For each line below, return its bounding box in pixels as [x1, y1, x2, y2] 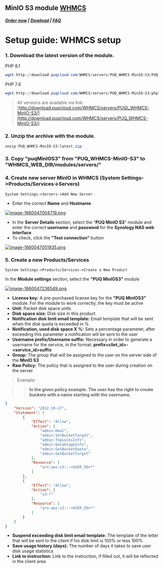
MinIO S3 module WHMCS [5, 4, 86, 12]
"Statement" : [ [14, 410, 45, 415]
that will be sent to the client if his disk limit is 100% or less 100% [12, 538, 143, 544]
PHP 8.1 [5, 63, 20, 69]
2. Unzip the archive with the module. [5, 133, 96, 140]
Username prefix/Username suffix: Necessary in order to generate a [12, 337, 152, 342]
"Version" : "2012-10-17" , [14, 405, 67, 411]
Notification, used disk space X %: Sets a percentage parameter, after [12, 326, 155, 332]
